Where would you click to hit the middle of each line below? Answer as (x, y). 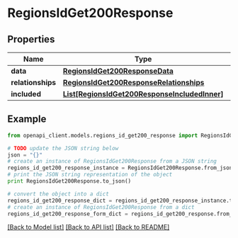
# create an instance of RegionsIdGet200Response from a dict (101, 207)
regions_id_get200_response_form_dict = (68, 214)
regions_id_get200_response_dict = (60, 200)
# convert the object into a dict (58, 194)
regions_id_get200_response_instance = (66, 168)
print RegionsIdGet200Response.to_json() (69, 181)
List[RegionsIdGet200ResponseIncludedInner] (143, 94)
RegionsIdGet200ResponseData (118, 71)
